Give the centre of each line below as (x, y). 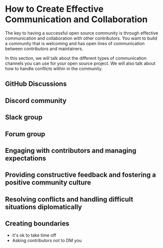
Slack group (24, 117)
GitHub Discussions (36, 84)
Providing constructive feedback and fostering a (81, 175)
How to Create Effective (54, 9)
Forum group (25, 134)
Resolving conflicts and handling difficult (69, 199)
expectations (26, 158)
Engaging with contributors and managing (71, 150)
